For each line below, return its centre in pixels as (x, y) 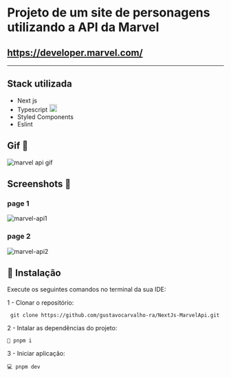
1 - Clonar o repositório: (41, 303)
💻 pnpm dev (24, 367)
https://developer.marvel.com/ (75, 53)
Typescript (32, 109)
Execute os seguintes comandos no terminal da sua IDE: (87, 290)
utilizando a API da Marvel (83, 27)
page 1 (18, 203)
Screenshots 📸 (39, 184)
